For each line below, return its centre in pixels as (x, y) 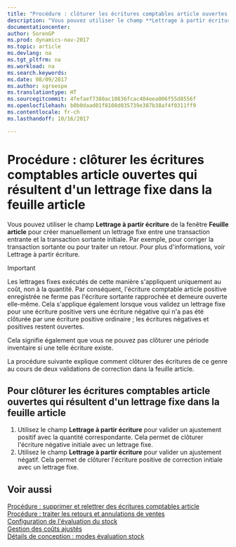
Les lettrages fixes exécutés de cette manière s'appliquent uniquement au (114, 281)
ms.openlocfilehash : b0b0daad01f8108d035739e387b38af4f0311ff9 (102, 106)
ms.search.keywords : (38, 73)
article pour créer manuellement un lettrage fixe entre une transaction (109, 232)
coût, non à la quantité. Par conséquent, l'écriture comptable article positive (117, 289)
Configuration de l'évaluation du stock (63, 522)
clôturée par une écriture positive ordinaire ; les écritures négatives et (108, 319)
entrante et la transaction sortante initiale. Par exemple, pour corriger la (111, 239)
